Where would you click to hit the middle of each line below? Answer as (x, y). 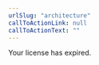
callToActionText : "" (44, 30)
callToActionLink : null (48, 23)
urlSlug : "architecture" (49, 15)
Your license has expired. (50, 53)
